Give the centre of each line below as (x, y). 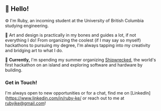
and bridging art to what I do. (34, 50)
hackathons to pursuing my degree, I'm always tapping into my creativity (78, 45)
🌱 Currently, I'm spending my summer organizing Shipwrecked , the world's (80, 60)
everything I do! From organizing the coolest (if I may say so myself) (73, 40)
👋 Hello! (17, 9)
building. (14, 70)
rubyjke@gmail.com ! (25, 103)
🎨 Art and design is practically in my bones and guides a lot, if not (71, 35)
